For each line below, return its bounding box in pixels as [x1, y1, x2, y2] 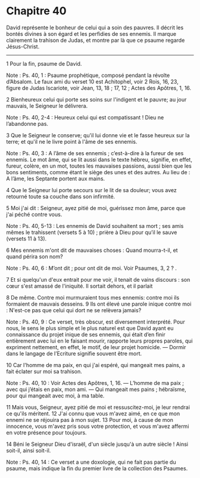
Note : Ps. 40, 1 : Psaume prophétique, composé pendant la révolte [6, 72, 170, 79]
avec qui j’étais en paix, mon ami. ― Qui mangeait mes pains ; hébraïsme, [6, 386, 186, 393]
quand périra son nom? [6, 252, 64, 260]
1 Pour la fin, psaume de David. [6, 60, 82, 67]
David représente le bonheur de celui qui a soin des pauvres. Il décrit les [6, 24, 184, 31]
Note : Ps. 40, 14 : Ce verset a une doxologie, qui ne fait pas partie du [6, 458, 177, 465]
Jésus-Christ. [6, 43, 40, 50]
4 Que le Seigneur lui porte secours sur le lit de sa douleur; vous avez [6, 186, 177, 193]
